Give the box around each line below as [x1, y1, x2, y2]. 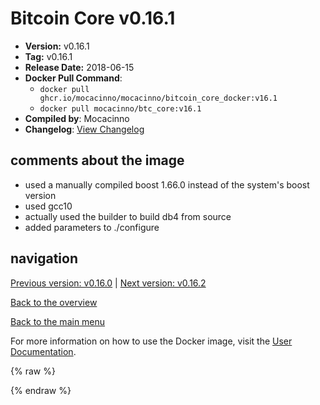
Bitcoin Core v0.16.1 [10, 7, 176, 30]
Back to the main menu [10, 315, 106, 327]
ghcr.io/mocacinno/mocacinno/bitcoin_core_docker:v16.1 [39, 93, 278, 103]
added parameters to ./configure [24, 221, 160, 233]
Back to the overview [10, 296, 98, 308]
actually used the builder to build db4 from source [24, 210, 232, 222]
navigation [10, 250, 78, 267]
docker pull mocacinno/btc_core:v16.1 [39, 103, 202, 114]
